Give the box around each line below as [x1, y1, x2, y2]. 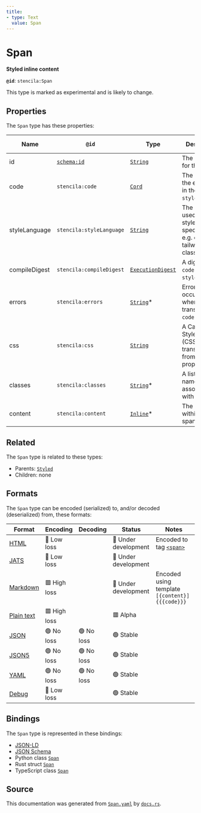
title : [6, 8, 23, 15]
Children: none [14, 471, 52, 478]
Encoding [44, 525, 73, 534]
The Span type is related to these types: [6, 453, 103, 460]
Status [121, 525, 141, 534]
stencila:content [56, 410, 106, 417]
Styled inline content [6, 65, 59, 73]
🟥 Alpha [112, 610, 136, 619]
